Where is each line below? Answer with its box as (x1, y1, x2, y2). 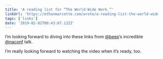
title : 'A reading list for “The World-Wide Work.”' (5, 7, 114, 12)
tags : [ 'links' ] (5, 16, 38, 21)
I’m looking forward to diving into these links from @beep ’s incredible (5, 34, 143, 40)
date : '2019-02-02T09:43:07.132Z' (5, 20, 75, 26)
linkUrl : (5, 12, 23, 16)
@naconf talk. (5, 39, 33, 45)
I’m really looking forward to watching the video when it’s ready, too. (5, 48, 142, 54)
